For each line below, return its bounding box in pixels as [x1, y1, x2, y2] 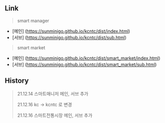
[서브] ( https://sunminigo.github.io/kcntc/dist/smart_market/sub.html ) [12, 61, 157, 68]
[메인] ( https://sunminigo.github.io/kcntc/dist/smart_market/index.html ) [12, 55, 160, 61]
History [5, 76, 29, 85]
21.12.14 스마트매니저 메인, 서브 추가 [17, 90, 88, 97]
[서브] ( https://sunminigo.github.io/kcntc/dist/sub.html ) [12, 34, 127, 40]
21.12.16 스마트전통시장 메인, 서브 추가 [17, 112, 92, 118]
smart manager [17, 17, 49, 23]
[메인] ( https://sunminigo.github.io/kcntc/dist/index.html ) [12, 28, 130, 34]
